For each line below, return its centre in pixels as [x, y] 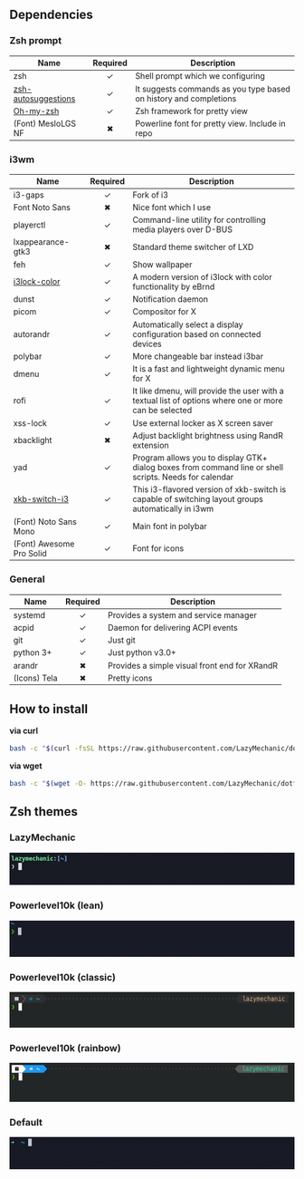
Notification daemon [171, 299]
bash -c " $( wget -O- [48, 783]
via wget [26, 766]
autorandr [32, 333]
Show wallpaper [162, 264]
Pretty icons [130, 678]
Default [26, 1122]
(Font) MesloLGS [45, 124]
